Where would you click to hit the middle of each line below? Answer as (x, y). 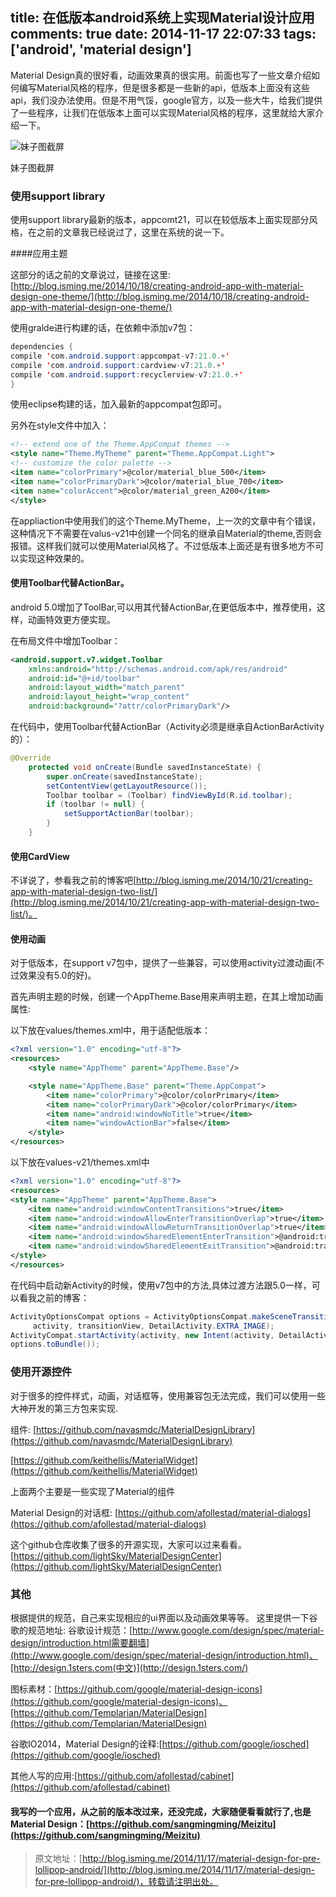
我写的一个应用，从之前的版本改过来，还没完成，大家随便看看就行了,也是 (161, 1811)
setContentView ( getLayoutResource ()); (127, 786)
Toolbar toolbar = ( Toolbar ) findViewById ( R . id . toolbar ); (169, 795)
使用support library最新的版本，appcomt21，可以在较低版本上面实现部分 (160, 220)
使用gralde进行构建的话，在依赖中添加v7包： (103, 328)
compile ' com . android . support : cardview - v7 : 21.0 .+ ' (118, 365)
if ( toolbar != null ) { (95, 804)
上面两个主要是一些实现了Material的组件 (93, 1491)
